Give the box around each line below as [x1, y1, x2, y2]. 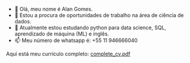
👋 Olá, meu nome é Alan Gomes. [14, 6, 93, 12]
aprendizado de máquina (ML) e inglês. [14, 30, 109, 37]
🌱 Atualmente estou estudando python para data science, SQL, [14, 24, 167, 31]
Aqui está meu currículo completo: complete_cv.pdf [6, 50, 130, 57]
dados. [14, 18, 32, 24]
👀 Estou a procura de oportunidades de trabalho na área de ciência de [14, 12, 184, 19]
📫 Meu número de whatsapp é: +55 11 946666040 [14, 37, 138, 44]
